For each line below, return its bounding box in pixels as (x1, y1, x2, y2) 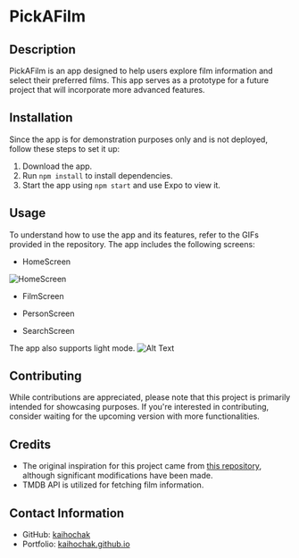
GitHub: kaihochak (21, 529, 91, 540)
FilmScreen (21, 290, 64, 301)
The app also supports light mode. (9, 342, 136, 354)
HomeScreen (21, 256, 71, 267)
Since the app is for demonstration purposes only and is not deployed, (9, 134, 268, 145)
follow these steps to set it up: (9, 143, 120, 154)
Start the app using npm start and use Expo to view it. (21, 179, 221, 190)
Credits (9, 437, 52, 452)
